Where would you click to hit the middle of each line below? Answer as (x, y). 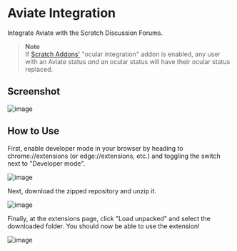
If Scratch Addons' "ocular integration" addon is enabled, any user (123, 54)
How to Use (34, 131)
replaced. (39, 69)
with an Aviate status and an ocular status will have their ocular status (127, 61)
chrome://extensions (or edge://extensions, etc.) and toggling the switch (114, 156)
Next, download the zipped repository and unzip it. (82, 191)
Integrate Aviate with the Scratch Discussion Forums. (85, 33)
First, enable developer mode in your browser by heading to (95, 148)
